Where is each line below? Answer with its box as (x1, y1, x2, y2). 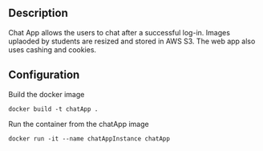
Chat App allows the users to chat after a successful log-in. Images (8, 27, 231, 37)
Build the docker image (8, 89, 85, 99)
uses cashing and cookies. (8, 44, 97, 55)
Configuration (8, 68, 80, 82)
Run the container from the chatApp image (8, 119, 150, 129)
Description (8, 6, 68, 20)
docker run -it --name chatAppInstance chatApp (8, 134, 171, 143)
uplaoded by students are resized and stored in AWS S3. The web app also (8, 36, 256, 46)
